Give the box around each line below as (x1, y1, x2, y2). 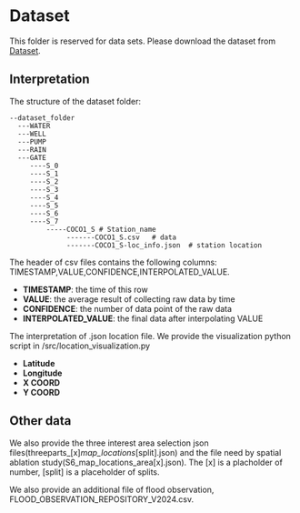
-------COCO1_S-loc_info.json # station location (66, 240, 262, 250)
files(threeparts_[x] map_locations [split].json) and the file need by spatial (9, 447, 282, 458)
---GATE (17, 153, 47, 162)
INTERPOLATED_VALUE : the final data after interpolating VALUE (22, 313, 264, 324)
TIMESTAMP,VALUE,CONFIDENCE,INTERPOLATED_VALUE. (9, 266, 230, 277)
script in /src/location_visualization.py (9, 340, 151, 351)
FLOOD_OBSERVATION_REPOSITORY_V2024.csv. (9, 493, 194, 505)
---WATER (17, 121, 51, 130)
